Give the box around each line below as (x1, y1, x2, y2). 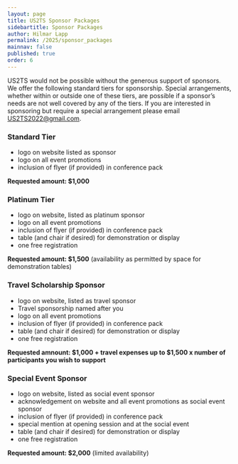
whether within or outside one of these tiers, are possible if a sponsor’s (7, 91, 215, 100)
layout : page (7, 10, 46, 18)
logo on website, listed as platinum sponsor (17, 211, 146, 219)
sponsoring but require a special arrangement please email (7, 106, 180, 115)
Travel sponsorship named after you (17, 304, 124, 312)
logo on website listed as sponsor (17, 148, 117, 157)
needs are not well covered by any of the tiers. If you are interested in (7, 99, 211, 107)
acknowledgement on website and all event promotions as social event (17, 396, 225, 406)
